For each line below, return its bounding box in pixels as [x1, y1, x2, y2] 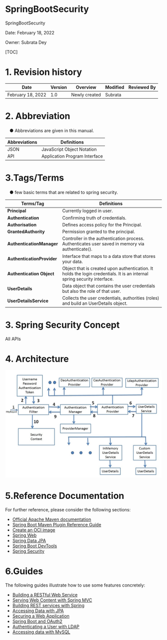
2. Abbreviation [5, 111, 71, 122]
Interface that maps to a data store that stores [62, 253, 156, 259]
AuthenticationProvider [7, 256, 57, 261]
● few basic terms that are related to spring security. [9, 189, 118, 195]
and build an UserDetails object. [62, 300, 128, 306]
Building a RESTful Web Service [12, 592, 78, 598]
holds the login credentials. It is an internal [62, 270, 149, 276]
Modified [105, 84, 124, 90]
